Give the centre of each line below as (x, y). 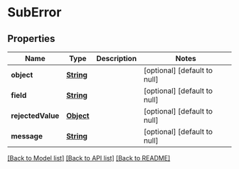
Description (116, 59)
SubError (34, 12)
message (27, 136)
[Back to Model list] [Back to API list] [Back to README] (89, 158)
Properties (31, 39)
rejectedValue (35, 116)
